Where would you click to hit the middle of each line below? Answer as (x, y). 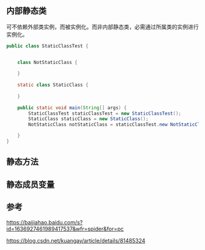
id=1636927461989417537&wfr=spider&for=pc (65, 229)
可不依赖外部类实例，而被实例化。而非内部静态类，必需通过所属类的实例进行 (103, 27)
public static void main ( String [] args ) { (72, 108)
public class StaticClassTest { (47, 46)
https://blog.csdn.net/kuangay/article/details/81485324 (76, 240)
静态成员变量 (31, 184)
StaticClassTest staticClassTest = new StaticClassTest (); (105, 113)
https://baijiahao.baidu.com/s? (45, 222)
